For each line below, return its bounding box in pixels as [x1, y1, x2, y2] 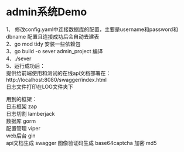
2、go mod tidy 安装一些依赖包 [6, 40, 81, 47]
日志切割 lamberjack [6, 110, 55, 117]
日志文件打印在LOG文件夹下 [6, 83, 73, 90]
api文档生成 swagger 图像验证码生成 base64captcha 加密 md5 [6, 139, 157, 146]
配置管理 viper [6, 125, 41, 132]
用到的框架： [6, 95, 37, 102]
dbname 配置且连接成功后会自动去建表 [6, 33, 100, 40]
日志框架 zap [6, 103, 38, 110]
